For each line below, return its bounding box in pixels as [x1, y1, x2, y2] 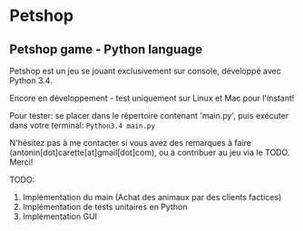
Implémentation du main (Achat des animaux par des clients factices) [22, 192, 282, 202]
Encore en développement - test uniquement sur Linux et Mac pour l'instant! [9, 92, 295, 103]
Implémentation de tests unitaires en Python [22, 201, 188, 212]
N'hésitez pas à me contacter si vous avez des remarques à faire [9, 138, 252, 148]
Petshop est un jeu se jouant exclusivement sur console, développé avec [9, 65, 281, 76]
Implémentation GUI [22, 211, 98, 222]
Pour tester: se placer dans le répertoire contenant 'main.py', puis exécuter [9, 111, 289, 120]
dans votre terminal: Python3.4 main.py [9, 120, 156, 130]
